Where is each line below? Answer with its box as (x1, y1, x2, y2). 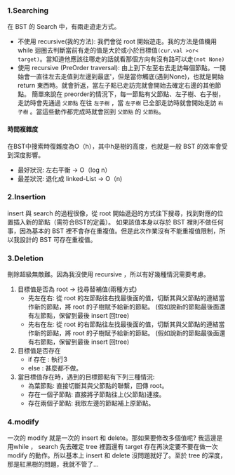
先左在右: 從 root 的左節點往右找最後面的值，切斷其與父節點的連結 (27, 294, 219, 302)
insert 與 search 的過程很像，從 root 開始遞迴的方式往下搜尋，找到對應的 (7, 209, 217, 218)
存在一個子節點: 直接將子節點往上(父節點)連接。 (27, 390, 166, 399)
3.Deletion (7, 253, 44, 263)
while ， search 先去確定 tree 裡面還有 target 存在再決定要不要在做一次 (13, 443, 218, 451)
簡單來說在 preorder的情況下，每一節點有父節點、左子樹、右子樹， (31, 90, 224, 98)
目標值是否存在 (17, 347, 61, 355)
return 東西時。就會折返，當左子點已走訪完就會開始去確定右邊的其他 (17, 81, 215, 90)
